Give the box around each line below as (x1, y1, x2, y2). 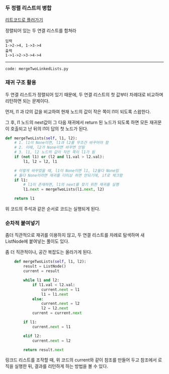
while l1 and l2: (23, 278, 59, 283)
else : (32, 296, 44, 301)
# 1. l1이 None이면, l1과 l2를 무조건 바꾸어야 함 (14, 140, 109, 145)
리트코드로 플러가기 (5, 17, 43, 23)
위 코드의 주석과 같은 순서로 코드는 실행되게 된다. (5, 206, 101, 212)
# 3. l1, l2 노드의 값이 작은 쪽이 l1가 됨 (14, 150, 95, 155)
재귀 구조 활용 (5, 79, 37, 86)
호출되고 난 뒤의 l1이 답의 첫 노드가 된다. (10, 125, 89, 132)
